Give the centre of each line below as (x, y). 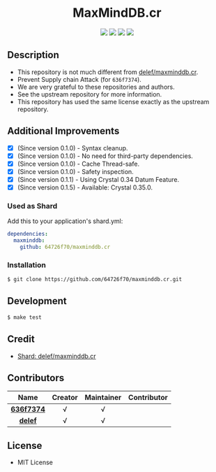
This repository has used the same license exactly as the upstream (113, 101)
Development (37, 301)
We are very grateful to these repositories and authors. (96, 87)
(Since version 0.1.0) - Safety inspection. (75, 171)
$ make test (24, 317)
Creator (65, 398)
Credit (21, 339)
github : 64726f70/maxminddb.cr (65, 247)
